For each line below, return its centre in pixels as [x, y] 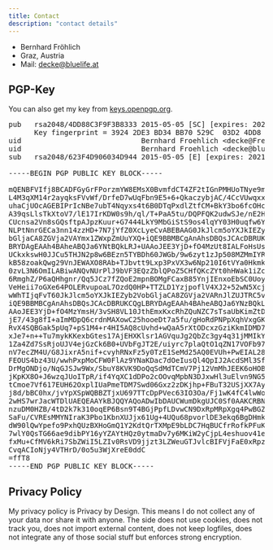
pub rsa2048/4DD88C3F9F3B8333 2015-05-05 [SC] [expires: [129, 124]
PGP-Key [32, 89]
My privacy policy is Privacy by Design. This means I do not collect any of [132, 511]
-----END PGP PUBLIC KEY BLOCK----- [81, 466]
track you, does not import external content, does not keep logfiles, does [130, 529]
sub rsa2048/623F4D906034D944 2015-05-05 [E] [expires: [126, 157]
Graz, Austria [42, 55]
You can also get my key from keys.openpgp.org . [91, 109]
